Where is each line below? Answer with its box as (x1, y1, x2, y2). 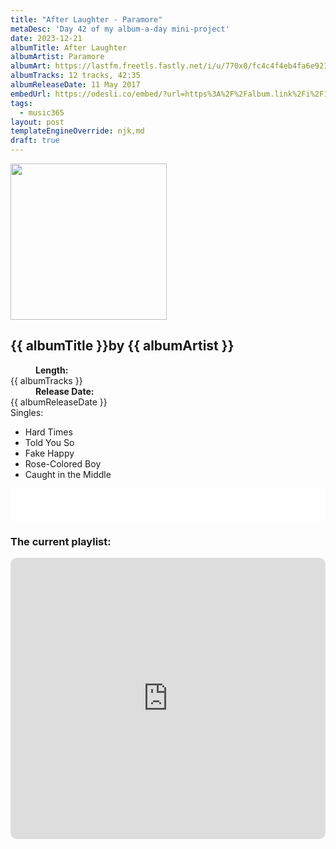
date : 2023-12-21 (10, 33, 83, 43)
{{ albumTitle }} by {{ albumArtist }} (10, 337, 235, 355)
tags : (10, 98, 33, 108)
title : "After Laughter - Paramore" (10, 14, 163, 25)
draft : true (10, 136, 60, 146)
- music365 (19, 107, 65, 118)
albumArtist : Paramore (10, 52, 105, 62)
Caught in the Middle (24, 468, 112, 480)
